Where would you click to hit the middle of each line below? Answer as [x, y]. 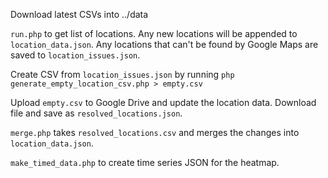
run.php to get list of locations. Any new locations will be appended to [154, 33]
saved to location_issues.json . [75, 55]
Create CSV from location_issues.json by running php [122, 74]
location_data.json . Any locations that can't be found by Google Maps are [164, 44]
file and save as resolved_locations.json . [96, 113]
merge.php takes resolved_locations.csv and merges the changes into [155, 132]
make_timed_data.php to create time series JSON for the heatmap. [145, 162]
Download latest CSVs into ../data [79, 14]
